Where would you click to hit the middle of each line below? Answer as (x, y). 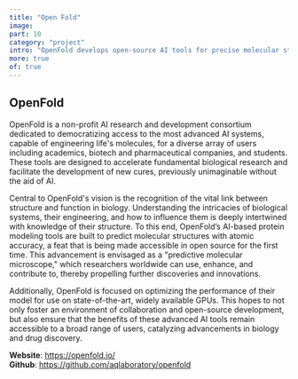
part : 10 (25, 34)
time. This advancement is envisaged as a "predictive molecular (126, 255)
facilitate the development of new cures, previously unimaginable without (143, 171)
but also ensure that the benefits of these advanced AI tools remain (132, 319)
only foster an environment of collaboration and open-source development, (147, 309)
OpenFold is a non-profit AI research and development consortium (130, 124)
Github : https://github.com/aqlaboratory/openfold (100, 364)
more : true (29, 59)
